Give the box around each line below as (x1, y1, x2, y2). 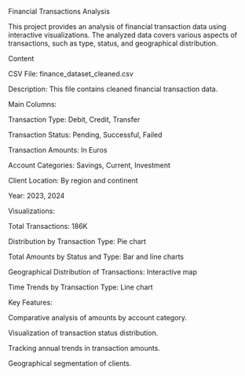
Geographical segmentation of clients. (8, 359, 132, 368)
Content (8, 54, 35, 63)
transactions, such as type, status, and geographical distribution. (8, 39, 218, 48)
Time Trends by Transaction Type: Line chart (8, 282, 153, 292)
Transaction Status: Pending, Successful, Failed (8, 130, 163, 139)
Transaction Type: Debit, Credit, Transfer (8, 115, 141, 124)
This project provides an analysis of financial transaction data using (8, 22, 227, 31)
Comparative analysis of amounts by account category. (8, 313, 187, 322)
